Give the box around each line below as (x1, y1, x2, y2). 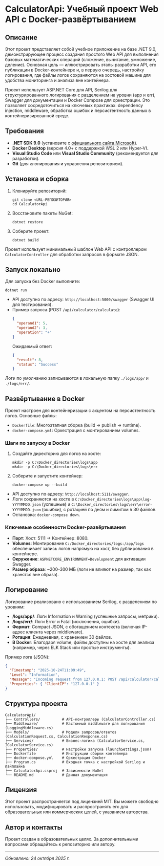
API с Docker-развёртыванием (5, 14, 137, 25)
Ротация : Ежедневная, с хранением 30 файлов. (12, 634, 112, 640)
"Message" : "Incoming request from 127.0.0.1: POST (9, 677, 117, 682)
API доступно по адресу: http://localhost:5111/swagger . (12, 491, 130, 497)
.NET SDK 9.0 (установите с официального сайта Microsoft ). (12, 140, 138, 146)
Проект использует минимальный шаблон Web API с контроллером (5, 246, 147, 252)
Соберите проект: (12, 228, 50, 234)
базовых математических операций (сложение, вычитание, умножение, (5, 57, 157, 62)
